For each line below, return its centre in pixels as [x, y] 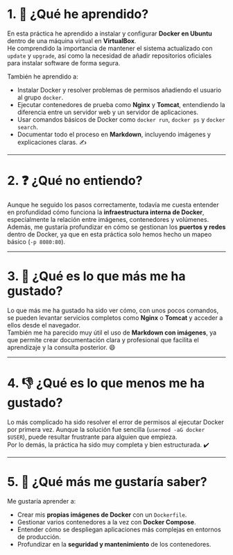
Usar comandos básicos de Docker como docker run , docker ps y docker [121, 119]
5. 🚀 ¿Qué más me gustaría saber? [107, 482]
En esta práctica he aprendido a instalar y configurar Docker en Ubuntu [110, 33]
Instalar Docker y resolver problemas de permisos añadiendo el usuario [119, 90]
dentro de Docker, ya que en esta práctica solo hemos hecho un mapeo [110, 234]
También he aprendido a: [43, 77]
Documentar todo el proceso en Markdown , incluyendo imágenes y [114, 134]
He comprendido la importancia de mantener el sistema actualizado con [110, 48]
